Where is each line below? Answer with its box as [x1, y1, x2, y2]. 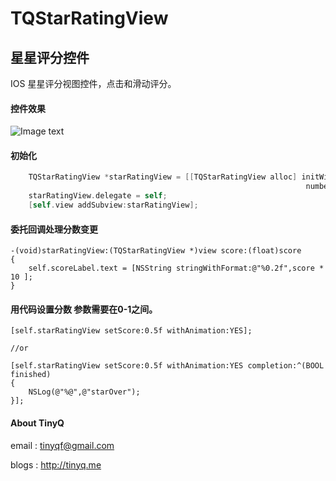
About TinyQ [10, 417, 65, 429]
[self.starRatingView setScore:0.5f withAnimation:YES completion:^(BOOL [10, 361, 325, 371]
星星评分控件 [10, 49, 90, 66]
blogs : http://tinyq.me [10, 458, 102, 471]
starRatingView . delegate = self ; [28, 191, 168, 201]
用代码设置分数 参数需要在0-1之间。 [10, 303, 158, 315]
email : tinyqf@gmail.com [10, 439, 115, 451]
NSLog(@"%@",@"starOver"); [28, 387, 141, 397]
